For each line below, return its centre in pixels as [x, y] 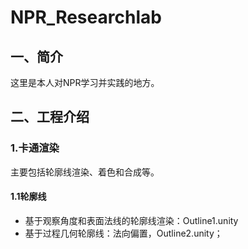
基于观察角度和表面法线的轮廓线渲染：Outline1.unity [131, 220]
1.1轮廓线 [28, 197]
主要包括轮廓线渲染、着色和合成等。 [85, 172]
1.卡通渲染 [35, 148]
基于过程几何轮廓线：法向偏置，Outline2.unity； [123, 233]
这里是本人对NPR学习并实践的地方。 [85, 82]
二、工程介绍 [50, 117]
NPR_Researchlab [86, 17]
